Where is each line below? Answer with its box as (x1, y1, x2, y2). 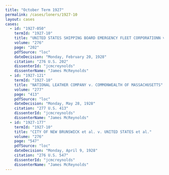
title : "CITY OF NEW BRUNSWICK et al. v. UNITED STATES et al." (14, 129, 152, 134)
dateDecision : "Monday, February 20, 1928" (14, 54, 107, 60)
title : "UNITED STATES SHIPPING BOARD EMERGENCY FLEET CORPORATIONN (14, 36, 161, 41)
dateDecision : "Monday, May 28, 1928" (14, 101, 96, 106)
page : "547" (14, 139, 39, 144)
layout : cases (5, 17, 35, 22)
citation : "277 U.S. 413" (14, 106, 69, 111)
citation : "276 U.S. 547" (14, 153, 69, 158)
